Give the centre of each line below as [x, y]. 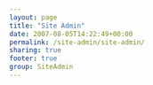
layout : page [33, 17]
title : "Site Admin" [48, 26]
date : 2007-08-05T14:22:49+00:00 [71, 34]
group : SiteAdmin [41, 67]
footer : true [33, 58]
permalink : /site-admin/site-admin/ [77, 42]
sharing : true [36, 50]
